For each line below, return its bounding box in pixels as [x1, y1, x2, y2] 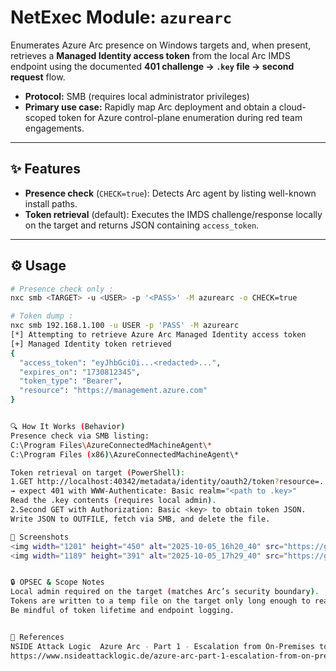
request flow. [10, 71, 66, 83]
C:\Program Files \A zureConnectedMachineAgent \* [10, 440, 213, 450]
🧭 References [10, 632, 65, 642]
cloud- [278, 101, 307, 113]
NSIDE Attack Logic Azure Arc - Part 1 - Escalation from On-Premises [10, 641, 315, 651]
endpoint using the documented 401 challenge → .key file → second [10, 60, 295, 72]
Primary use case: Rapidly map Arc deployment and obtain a [24, 101, 277, 113]
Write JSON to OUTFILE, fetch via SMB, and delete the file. [10, 514, 271, 524]
